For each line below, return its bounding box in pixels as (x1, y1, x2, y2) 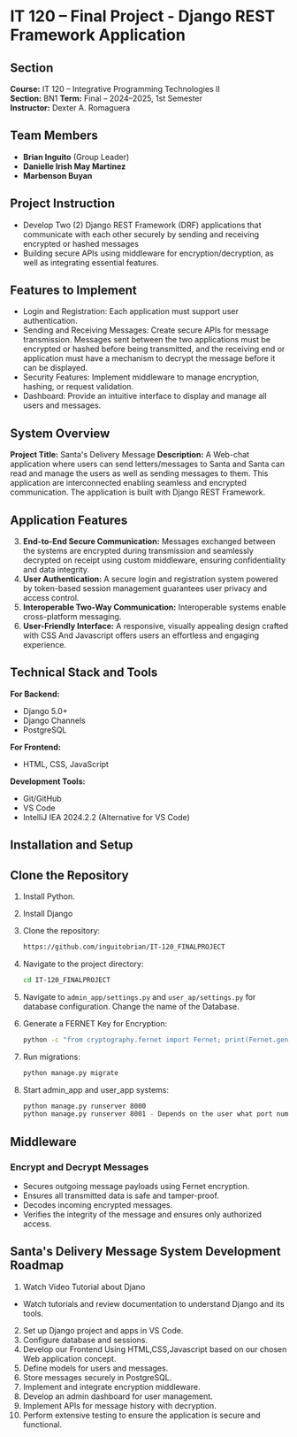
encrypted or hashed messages (22, 238, 140, 249)
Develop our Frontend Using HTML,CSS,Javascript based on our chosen (22, 1343, 287, 1355)
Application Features (10, 512, 128, 527)
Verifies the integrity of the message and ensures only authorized (22, 1210, 262, 1220)
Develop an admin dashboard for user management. (22, 1391, 213, 1402)
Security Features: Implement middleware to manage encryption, (22, 372, 260, 382)
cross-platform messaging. (22, 611, 122, 622)
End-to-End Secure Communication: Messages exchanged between (22, 536, 277, 547)
